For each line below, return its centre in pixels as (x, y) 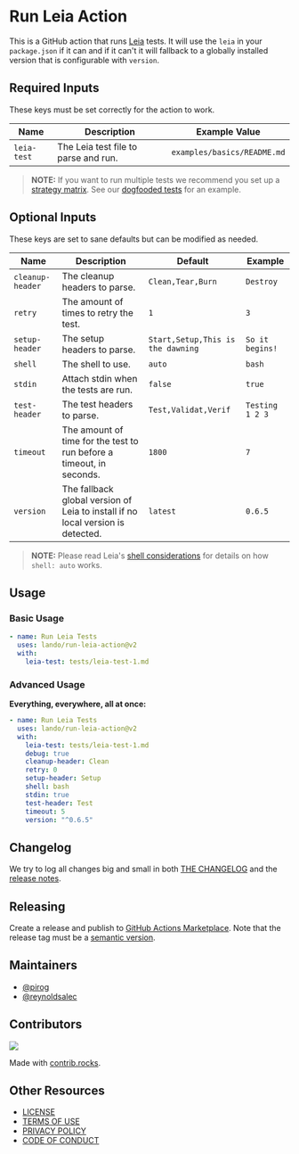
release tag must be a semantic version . (82, 937)
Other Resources (57, 1091)
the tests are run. (97, 390)
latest (162, 511)
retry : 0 (41, 770)
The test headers (97, 404)
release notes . (35, 878)
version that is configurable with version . (85, 60)
